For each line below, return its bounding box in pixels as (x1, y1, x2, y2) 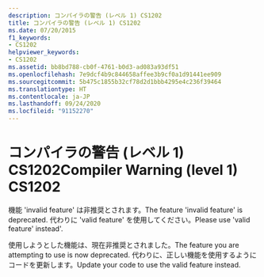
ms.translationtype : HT (8, 85, 87, 93)
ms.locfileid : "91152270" (8, 108, 94, 116)
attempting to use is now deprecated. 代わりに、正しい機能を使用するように (8, 250, 257, 260)
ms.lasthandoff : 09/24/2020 (8, 100, 101, 108)
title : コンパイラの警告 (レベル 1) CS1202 (8, 19, 141, 27)
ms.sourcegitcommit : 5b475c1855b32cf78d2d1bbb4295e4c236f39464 (8, 78, 222, 85)
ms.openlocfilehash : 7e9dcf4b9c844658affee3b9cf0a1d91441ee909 (8, 70, 222, 78)
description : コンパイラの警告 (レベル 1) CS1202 (8, 11, 163, 20)
